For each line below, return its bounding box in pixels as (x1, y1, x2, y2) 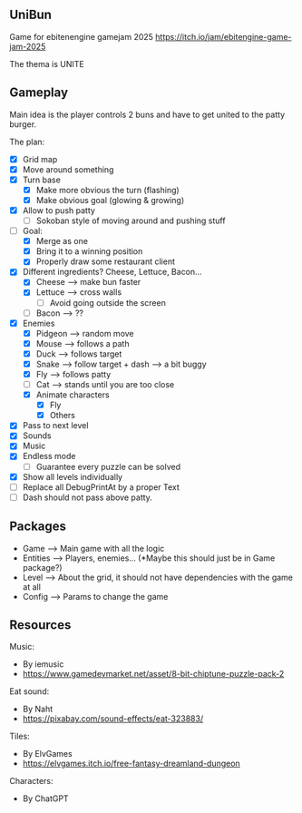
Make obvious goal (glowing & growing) (35, 194, 185, 205)
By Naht (22, 703, 54, 715)
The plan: (9, 136, 45, 147)
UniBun (9, 7, 53, 23)
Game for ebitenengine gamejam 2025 (9, 31, 154, 42)
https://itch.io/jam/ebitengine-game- (155, 31, 292, 42)
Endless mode (22, 451, 76, 462)
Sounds (22, 430, 52, 441)
